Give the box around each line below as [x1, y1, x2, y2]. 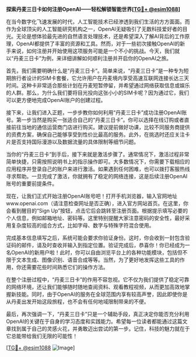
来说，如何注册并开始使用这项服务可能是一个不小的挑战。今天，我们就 [10, 47, 180, 55]
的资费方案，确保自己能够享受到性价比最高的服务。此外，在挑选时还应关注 [6, 131, 185, 138]
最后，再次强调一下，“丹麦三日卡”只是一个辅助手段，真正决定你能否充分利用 [6, 311, 190, 317]
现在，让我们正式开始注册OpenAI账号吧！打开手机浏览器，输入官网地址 [6, 193, 178, 199]
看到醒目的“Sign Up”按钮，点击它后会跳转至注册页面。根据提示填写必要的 [10, 208, 188, 214]
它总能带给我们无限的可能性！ [6, 332, 78, 339]
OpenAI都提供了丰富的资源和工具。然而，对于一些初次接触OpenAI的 [16, 40, 180, 47]
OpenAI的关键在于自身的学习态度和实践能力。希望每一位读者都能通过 [6, 318, 173, 325]
